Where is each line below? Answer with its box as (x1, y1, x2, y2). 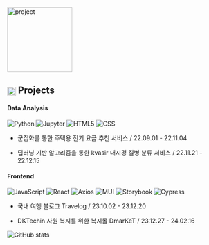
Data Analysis (7, 103, 48, 112)
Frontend (7, 172, 35, 180)
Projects (17, 85, 55, 96)
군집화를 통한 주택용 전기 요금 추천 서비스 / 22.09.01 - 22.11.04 (17, 133, 188, 142)
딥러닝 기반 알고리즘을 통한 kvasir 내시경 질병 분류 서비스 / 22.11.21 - (17, 149, 203, 157)
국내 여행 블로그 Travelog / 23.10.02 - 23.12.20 (17, 201, 147, 210)
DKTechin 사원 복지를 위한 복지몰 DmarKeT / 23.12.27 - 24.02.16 (17, 217, 195, 225)
